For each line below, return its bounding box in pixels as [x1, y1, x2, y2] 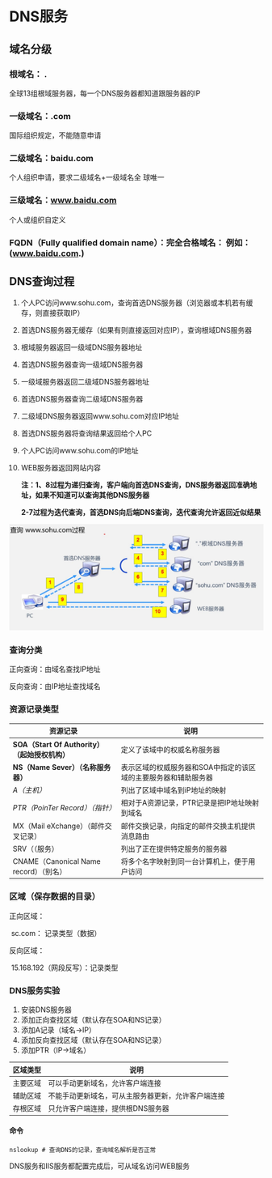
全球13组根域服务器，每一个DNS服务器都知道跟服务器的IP [9, 88, 201, 98]
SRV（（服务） [12, 844, 59, 853]
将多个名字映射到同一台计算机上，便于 [120, 857, 249, 866]
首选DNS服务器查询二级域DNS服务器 [20, 393, 144, 403]
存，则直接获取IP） [20, 308, 85, 317]
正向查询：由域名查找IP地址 [9, 665, 101, 674]
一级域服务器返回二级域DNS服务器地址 [20, 376, 150, 386]
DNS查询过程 [9, 274, 75, 288]
